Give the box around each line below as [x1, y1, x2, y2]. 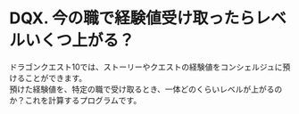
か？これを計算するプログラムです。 [9, 94, 142, 105]
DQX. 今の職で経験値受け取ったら [9, 8, 256, 28]
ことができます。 [24, 72, 87, 83]
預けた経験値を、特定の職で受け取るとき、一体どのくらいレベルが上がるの [9, 84, 283, 94]
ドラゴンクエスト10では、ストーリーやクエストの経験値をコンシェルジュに [9, 61, 283, 72]
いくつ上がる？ [25, 30, 136, 51]
